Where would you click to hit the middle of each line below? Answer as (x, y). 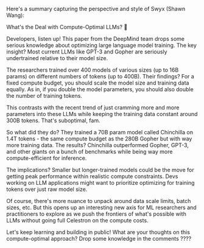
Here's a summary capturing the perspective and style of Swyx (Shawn (96, 9)
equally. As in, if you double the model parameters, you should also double (100, 89)
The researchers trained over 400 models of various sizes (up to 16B (93, 70)
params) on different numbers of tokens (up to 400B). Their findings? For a (100, 76)
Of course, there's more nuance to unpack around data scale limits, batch (99, 201)
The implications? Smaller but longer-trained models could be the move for (100, 170)
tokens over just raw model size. (47, 189)
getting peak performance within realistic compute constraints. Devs (92, 176)
